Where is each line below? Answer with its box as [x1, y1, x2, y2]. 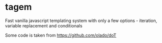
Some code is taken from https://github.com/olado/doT [5, 32, 117, 38]
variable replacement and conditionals [5, 22, 82, 28]
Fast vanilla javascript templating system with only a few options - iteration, [5, 18, 158, 23]
